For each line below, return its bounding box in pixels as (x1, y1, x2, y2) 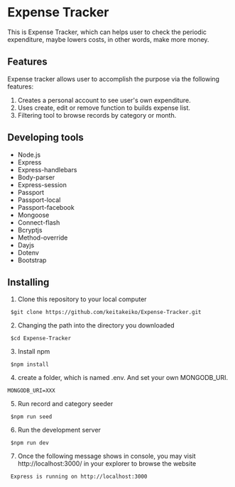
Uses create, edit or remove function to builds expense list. (17, 103, 190, 112)
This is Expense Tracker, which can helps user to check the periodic (7, 28, 207, 36)
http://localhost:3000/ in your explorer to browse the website (17, 459, 197, 468)
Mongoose (17, 211, 50, 219)
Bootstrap (17, 256, 47, 264)
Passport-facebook (17, 203, 75, 211)
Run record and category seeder (17, 400, 114, 408)
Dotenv (17, 248, 39, 257)
